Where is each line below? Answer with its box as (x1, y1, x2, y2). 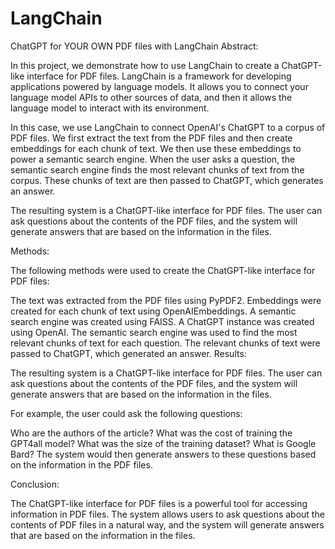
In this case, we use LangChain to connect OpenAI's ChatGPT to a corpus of (10, 121, 326, 133)
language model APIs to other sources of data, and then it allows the (10, 91, 293, 103)
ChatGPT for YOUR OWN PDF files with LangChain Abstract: (10, 40, 259, 52)
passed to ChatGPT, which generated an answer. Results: (10, 347, 247, 359)
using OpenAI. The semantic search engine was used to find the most (10, 326, 298, 338)
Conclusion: (10, 478, 60, 490)
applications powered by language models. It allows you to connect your (10, 80, 309, 92)
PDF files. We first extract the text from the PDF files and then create (10, 132, 293, 144)
